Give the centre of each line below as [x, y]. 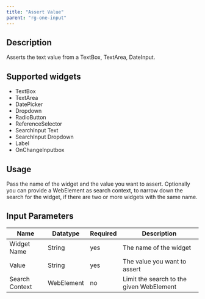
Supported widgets [44, 76]
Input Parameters [40, 216]
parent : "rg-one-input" [37, 18]
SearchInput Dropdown [45, 137]
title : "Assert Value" [35, 12]
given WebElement [150, 287]
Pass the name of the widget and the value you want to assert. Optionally [98, 184]
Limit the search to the [155, 279]
